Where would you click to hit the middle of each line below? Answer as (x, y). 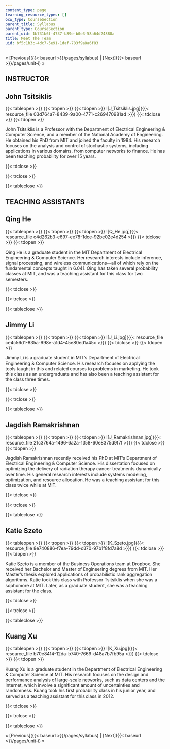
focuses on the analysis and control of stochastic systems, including (77, 145)
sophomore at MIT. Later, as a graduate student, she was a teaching (76, 585)
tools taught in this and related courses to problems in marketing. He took (82, 368)
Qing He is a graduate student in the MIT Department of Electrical (74, 252)
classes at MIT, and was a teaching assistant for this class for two (74, 274)
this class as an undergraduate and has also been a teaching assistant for (82, 374)
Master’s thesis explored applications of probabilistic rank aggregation (79, 574)
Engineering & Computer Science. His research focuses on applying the (80, 363)
